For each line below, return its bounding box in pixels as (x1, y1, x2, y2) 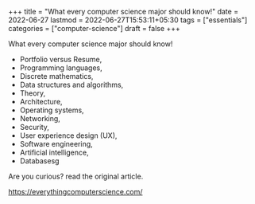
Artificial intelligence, (19, 147, 89, 157)
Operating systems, (19, 105, 85, 115)
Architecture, (19, 97, 63, 106)
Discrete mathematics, (19, 72, 94, 80)
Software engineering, (19, 139, 93, 148)
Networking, (19, 114, 61, 123)
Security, (19, 123, 50, 131)
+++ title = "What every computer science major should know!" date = (8, 7, 239, 16)
